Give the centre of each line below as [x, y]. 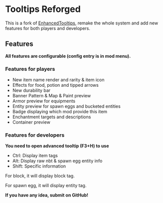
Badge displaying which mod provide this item [60, 112]
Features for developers [35, 135]
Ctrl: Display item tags [35, 156]
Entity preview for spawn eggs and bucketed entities [66, 106]
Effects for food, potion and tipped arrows [55, 85]
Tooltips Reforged [43, 9]
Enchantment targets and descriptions [52, 117]
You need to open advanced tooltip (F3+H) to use [57, 146]
